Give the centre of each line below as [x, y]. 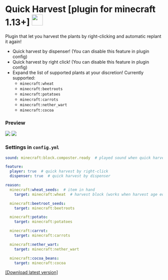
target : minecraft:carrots [42, 236]
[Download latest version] [32, 272]
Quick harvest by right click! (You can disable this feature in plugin [81, 62]
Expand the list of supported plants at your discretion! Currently [78, 72]
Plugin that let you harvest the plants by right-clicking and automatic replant [83, 36]
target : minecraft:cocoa [40, 263]
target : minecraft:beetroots [44, 208]
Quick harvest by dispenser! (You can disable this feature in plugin [81, 51]
